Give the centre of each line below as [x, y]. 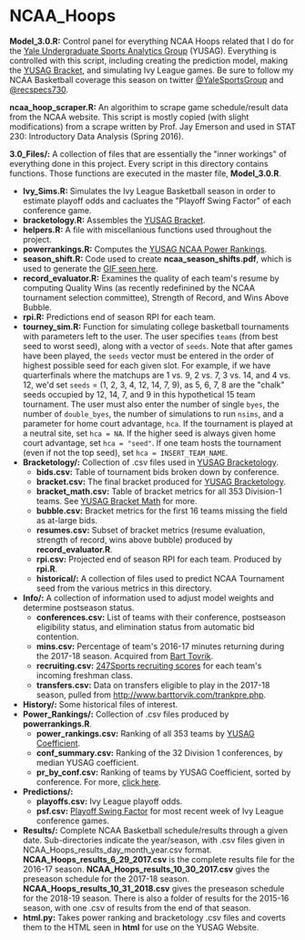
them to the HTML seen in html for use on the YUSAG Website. [141, 927]
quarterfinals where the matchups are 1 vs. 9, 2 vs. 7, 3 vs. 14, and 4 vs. [157, 375]
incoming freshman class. [85, 675]
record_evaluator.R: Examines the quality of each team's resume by [151, 278]
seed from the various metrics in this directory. [124, 588]
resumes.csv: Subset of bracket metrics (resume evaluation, [151, 530]
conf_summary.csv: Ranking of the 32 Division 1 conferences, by [160, 752]
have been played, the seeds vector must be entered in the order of [148, 356]
